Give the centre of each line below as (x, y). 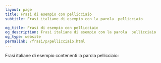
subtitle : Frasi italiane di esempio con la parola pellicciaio (74, 19)
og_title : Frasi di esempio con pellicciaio (52, 28)
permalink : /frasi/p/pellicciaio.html (45, 42)
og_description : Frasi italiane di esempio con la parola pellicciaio (80, 32)
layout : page (19, 10)
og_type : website (23, 37)
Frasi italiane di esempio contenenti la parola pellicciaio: (62, 55)
